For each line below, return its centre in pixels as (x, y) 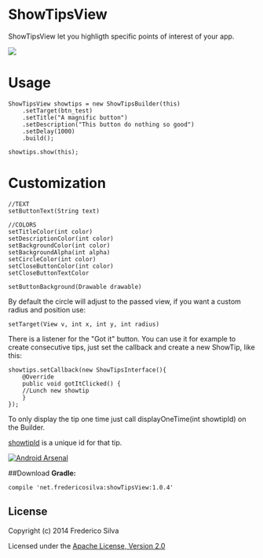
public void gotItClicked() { (72, 383)
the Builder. (27, 427)
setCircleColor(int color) (52, 259)
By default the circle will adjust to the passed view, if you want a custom (125, 301)
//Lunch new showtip (56, 390)
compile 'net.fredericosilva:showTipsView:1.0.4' (91, 487)
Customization (57, 183)
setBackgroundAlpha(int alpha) (59, 252)
